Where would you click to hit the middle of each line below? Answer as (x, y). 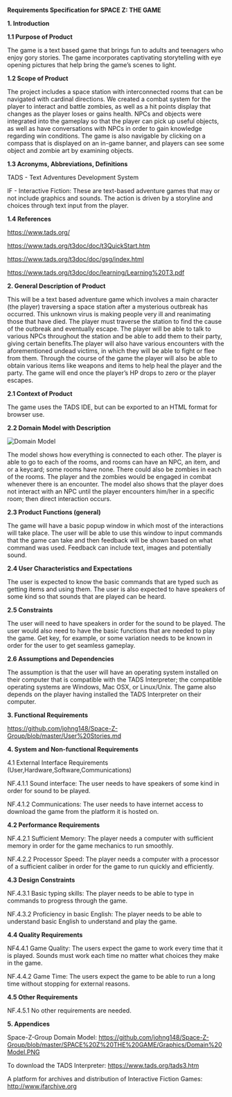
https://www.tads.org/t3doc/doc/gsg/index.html (75, 259)
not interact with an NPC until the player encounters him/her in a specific (111, 491)
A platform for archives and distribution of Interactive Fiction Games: (105, 1079)
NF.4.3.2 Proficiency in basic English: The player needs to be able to (105, 914)
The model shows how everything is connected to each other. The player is (115, 455)
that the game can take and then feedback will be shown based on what (110, 540)
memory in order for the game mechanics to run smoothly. (90, 846)
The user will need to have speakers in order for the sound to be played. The (116, 623)
